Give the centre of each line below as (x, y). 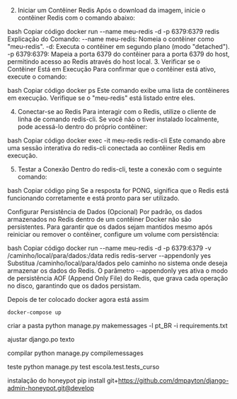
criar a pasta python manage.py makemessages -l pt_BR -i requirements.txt (117, 326)
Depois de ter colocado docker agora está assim (78, 299)
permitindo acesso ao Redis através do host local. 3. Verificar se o (104, 62)
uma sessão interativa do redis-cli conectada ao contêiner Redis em (106, 148)
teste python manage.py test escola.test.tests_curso (83, 367)
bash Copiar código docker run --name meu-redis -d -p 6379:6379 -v (109, 248)
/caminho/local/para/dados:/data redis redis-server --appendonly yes (109, 255)
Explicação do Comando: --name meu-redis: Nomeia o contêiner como (111, 39)
